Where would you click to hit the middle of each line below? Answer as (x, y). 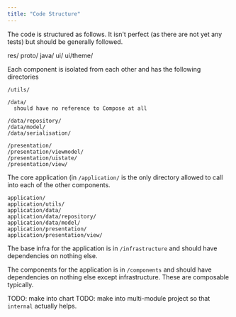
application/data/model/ (44, 223)
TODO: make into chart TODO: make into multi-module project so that (109, 298)
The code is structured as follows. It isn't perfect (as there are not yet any (115, 34)
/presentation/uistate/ (43, 158)
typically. (21, 284)
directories (23, 77)
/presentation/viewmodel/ (45, 152)
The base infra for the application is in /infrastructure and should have (112, 248)
